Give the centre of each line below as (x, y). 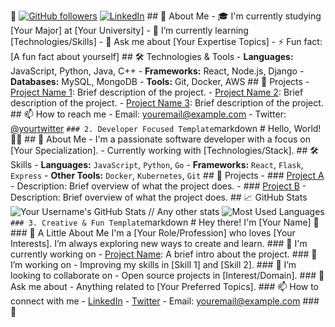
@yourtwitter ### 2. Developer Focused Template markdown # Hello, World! (166, 128)
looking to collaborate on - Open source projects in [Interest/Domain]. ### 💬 (167, 275)
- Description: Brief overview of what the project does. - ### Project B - (158, 186)
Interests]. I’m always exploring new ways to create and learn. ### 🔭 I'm (159, 243)
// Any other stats (184, 211)
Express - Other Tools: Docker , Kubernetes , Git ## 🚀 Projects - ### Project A (167, 175)
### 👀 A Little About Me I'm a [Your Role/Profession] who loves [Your (153, 233)
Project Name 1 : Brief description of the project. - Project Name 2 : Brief (157, 92)
